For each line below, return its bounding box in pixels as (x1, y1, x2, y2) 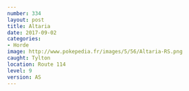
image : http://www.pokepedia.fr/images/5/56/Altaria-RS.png (7, 49, 184, 55)
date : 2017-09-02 (7, 29, 57, 36)
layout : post (7, 16, 45, 23)
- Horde (7, 42, 30, 49)
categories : (7, 36, 41, 42)
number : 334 (7, 10, 41, 17)
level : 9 (7, 67, 32, 74)
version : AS (7, 73, 41, 81)
